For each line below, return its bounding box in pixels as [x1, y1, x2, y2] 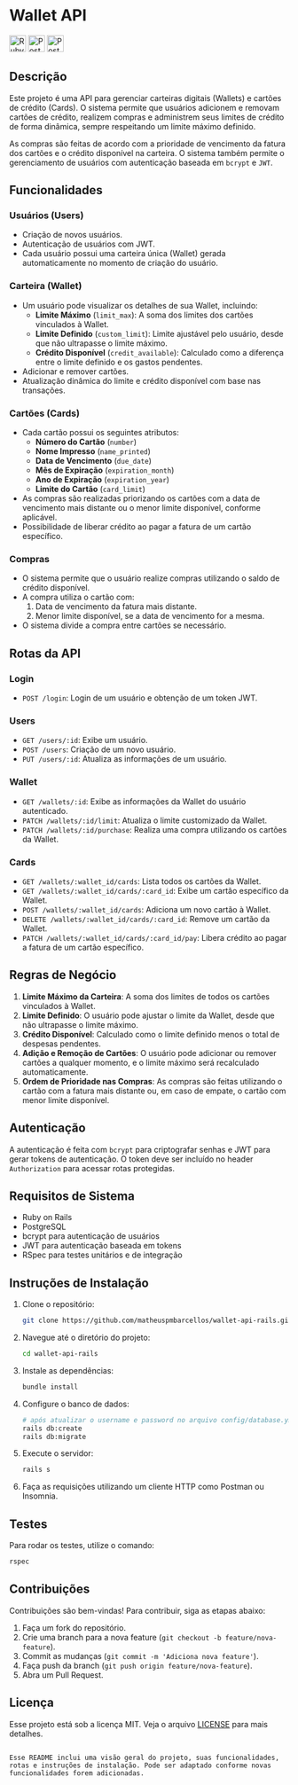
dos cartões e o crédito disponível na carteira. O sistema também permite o [9, 147, 286, 158]
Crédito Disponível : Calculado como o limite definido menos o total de [21, 1029, 280, 1039]
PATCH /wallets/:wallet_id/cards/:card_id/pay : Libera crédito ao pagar [21, 932, 287, 943]
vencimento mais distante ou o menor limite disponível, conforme [21, 503, 262, 513]
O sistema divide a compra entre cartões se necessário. [21, 620, 227, 630]
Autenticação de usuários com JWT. [21, 239, 155, 249]
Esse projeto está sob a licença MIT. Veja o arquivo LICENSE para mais [9, 1718, 269, 1729]
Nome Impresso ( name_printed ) [35, 446, 151, 457]
